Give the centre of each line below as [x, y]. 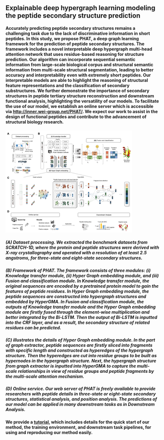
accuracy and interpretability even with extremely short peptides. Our [78, 75]
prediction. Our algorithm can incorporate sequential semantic [70, 59]
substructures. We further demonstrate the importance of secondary [78, 91]
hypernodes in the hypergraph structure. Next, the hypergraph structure [81, 361]
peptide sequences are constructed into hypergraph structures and [76, 296]
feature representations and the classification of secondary [68, 85]
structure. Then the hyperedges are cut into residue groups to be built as [81, 355]
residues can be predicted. [34, 327]
